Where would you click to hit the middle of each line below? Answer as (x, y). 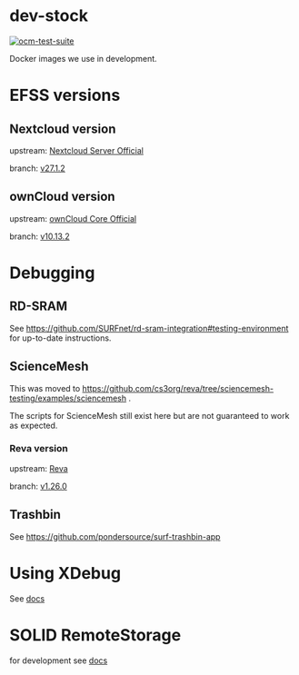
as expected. (34, 425)
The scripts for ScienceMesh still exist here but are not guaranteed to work (149, 415)
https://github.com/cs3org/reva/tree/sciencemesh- (178, 388)
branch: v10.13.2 (40, 236)
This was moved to (45, 388)
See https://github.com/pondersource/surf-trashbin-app (115, 536)
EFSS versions (65, 95)
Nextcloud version (63, 129)
